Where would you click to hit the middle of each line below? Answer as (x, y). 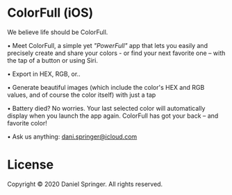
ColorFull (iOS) (50, 13)
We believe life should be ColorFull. (58, 32)
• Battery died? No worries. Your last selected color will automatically (106, 108)
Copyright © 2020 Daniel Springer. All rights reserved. (85, 184)
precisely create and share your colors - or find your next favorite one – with (116, 53)
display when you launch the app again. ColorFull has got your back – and (113, 116)
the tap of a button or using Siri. (53, 60)
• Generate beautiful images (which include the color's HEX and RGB (106, 87)
